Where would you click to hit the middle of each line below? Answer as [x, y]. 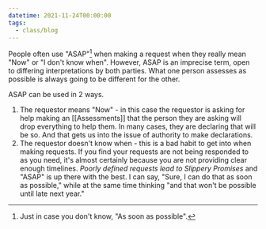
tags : [17, 23]
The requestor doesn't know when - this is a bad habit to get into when [135, 144]
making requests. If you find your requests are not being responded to [134, 152]
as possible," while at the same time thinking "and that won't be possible [138, 186]
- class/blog [37, 30]
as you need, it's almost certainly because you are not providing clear [133, 160]
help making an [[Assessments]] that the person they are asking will [130, 118]
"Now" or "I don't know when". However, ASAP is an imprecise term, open [129, 62]
